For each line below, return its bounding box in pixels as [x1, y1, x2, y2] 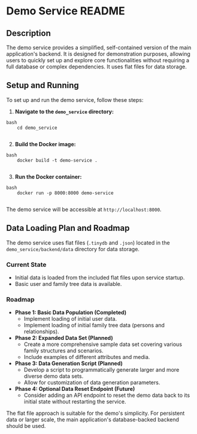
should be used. [6, 423, 46, 430]
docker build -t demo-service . [17, 157, 98, 163]
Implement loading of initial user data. [23, 315, 117, 323]
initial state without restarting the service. [23, 398, 126, 405]
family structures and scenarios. [23, 347, 104, 354]
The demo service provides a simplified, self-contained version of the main [6, 44, 192, 51]
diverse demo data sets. [23, 373, 84, 380]
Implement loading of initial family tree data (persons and [23, 322, 165, 329]
